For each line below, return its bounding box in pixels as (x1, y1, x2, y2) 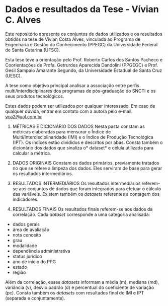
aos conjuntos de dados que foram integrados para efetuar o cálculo (19, 185, 161, 192)
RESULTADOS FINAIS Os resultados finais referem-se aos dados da (12, 206, 153, 212)
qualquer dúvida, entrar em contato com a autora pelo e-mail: (5, 108, 133, 114)
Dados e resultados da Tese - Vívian (5, 4, 159, 15)
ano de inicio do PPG (12, 258, 56, 265)
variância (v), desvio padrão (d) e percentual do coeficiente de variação (5, 284, 154, 290)
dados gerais (12, 221, 40, 227)
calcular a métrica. (12, 150, 51, 156)
